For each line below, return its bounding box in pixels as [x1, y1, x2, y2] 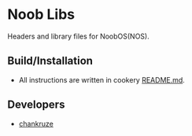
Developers [7, 98, 65, 112]
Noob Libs [7, 6, 76, 24]
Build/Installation [7, 54, 94, 68]
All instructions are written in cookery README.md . [18, 75, 186, 84]
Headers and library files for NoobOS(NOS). [7, 31, 150, 41]
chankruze [18, 119, 54, 128]
